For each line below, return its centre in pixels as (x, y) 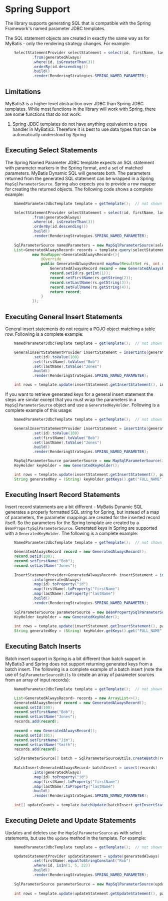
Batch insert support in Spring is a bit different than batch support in (75, 658)
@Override (51, 259)
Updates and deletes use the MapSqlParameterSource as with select (74, 832)
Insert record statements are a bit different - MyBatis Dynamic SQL (74, 507)
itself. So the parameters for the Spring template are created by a (72, 523)
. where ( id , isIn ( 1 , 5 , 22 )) (61, 865)
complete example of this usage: (39, 410)
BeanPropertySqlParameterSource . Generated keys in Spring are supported (81, 528)
